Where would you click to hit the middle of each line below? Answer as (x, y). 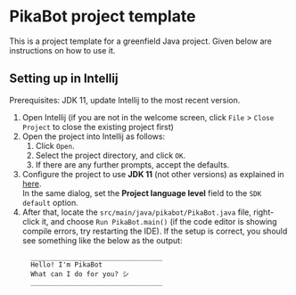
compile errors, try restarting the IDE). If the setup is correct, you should (155, 231)
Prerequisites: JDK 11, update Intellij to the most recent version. (125, 100)
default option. (50, 202)
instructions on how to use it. (62, 50)
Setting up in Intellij (64, 79)
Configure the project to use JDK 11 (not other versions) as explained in (153, 174)
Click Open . (55, 145)
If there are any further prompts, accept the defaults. (132, 164)
